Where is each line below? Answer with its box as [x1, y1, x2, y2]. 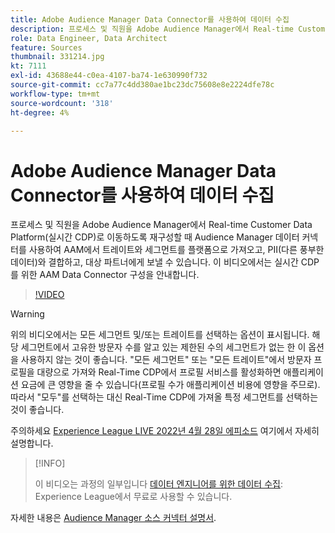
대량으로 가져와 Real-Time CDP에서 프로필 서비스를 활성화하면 [36, 366, 282, 378]
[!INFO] [34, 457, 66, 470]
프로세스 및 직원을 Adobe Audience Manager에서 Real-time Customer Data [10, 219, 313, 231]
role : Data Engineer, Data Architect [10, 33, 168, 43]
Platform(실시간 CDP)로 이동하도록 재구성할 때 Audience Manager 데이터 [10, 231, 300, 243]
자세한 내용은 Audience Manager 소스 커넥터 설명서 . [10, 512, 217, 524]
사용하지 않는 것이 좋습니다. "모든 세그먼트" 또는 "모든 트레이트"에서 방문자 [20, 354, 312, 366]
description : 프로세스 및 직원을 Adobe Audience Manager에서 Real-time [10, 24, 295, 34]
